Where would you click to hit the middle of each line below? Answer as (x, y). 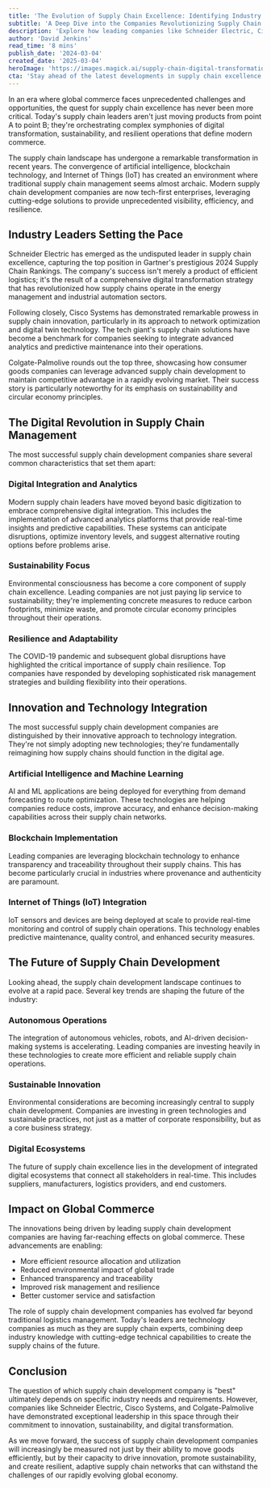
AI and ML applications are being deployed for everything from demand (127, 791)
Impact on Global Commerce (81, 1209)
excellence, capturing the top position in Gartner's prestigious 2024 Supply (133, 263)
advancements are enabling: (56, 1245)
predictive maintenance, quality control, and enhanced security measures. (132, 937)
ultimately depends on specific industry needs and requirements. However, (133, 1399)
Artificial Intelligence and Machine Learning (96, 773)
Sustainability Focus (49, 565)
